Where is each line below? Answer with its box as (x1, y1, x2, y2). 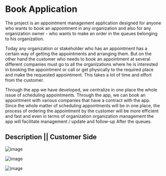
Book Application (5, 3, 78, 15)
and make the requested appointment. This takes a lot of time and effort (5, 72, 152, 78)
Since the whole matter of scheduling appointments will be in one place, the (5, 102, 160, 108)
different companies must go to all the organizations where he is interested (5, 61, 158, 67)
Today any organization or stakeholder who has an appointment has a (5, 45, 148, 51)
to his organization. (5, 36, 45, 42)
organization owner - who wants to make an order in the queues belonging (5, 30, 158, 36)
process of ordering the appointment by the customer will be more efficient (5, 108, 159, 114)
